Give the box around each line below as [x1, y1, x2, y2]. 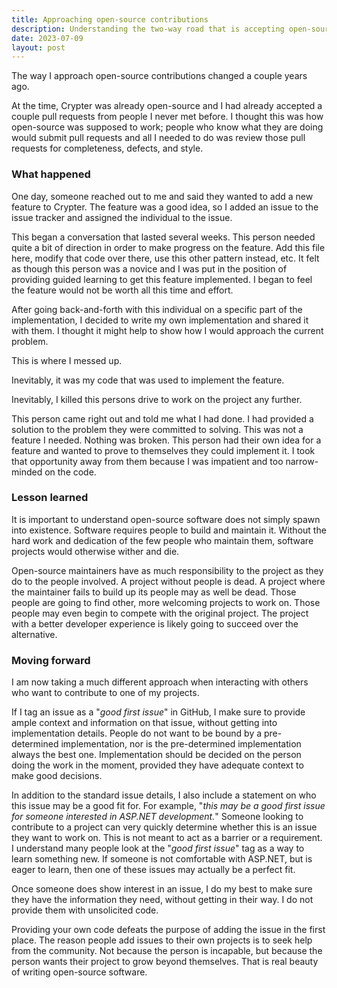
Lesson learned [11, 491, 89, 505]
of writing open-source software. [11, 966, 148, 978]
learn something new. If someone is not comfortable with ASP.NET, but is [11, 853, 313, 865]
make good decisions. [11, 770, 103, 782]
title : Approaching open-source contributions [11, 14, 209, 25]
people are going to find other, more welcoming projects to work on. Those [11, 596, 321, 608]
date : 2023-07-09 [11, 33, 84, 43]
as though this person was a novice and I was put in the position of [11, 262, 288, 275]
